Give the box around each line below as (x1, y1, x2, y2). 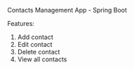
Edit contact (17, 40, 53, 48)
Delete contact (17, 48, 60, 56)
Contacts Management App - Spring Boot (7, 6, 128, 14)
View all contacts (17, 55, 67, 63)
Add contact (17, 33, 54, 41)
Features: (7, 20, 35, 27)
